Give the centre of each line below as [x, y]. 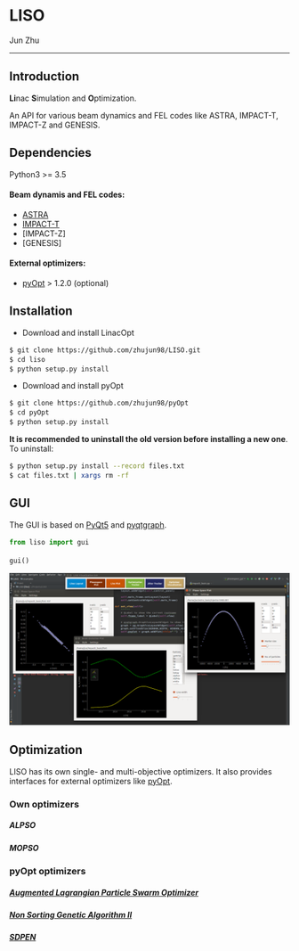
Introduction [44, 77]
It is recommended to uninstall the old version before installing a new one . [149, 439]
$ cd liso [28, 359]
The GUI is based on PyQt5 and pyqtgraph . [88, 525]
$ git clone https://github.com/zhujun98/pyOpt [99, 403]
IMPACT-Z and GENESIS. [55, 125]
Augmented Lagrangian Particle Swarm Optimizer [104, 892]
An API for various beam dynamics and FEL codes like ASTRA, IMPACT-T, [144, 115]
